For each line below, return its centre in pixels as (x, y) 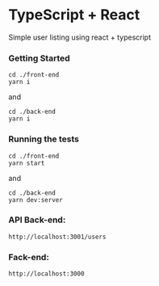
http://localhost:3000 (46, 274)
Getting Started (39, 58)
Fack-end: (29, 257)
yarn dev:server (36, 200)
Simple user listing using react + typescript (80, 37)
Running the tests (44, 139)
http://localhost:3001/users (57, 237)
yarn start (27, 163)
